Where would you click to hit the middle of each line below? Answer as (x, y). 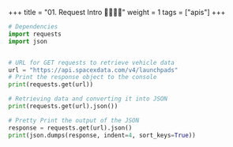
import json (28, 41)
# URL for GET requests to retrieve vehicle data (92, 62)
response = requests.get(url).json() (70, 128)
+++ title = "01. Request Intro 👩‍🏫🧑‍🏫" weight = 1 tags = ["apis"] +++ (117, 12)
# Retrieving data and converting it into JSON (88, 99)
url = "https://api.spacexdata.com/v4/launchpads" (93, 70)
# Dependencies (33, 27)
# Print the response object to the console (83, 77)
